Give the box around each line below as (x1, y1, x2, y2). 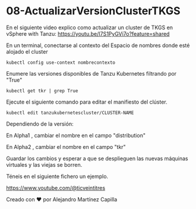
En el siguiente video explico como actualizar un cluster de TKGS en (6, 24, 173, 31)
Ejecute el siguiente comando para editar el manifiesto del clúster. (6, 98, 167, 105)
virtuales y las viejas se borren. (6, 161, 83, 168)
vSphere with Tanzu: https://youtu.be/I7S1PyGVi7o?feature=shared (6, 30, 170, 37)
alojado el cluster (6, 48, 49, 55)
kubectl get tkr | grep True (6, 88, 78, 93)
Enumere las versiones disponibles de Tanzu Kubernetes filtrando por (6, 70, 177, 77)
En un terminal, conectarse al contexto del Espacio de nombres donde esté (6, 42, 190, 49)
